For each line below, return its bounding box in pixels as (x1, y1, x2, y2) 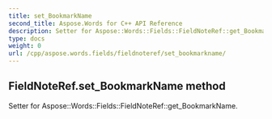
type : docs (8, 34, 45, 43)
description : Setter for (8, 27, 92, 35)
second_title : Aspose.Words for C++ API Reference (8, 19, 183, 28)
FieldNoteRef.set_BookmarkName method (8, 79, 226, 93)
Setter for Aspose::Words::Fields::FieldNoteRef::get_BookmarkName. (8, 100, 238, 110)
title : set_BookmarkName (8, 11, 92, 20)
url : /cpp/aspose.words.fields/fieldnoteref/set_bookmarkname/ (8, 49, 227, 57)
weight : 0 (8, 42, 42, 50)
